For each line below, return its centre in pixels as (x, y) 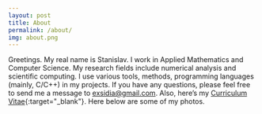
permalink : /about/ (40, 30)
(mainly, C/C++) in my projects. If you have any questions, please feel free (129, 85)
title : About (30, 23)
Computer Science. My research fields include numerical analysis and (122, 68)
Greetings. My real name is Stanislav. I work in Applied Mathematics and (126, 60)
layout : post (30, 15)
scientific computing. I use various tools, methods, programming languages (131, 76)
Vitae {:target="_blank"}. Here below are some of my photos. (106, 101)
